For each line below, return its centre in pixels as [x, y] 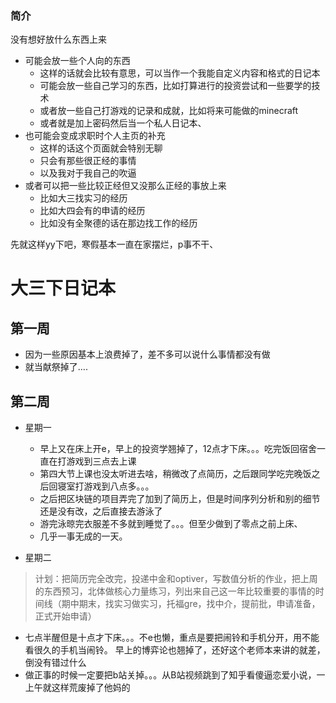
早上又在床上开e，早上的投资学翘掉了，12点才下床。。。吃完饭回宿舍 [178, 449]
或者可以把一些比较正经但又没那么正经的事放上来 [125, 186]
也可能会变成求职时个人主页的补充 [95, 136]
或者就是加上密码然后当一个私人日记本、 [123, 123]
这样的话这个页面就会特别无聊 [101, 148]
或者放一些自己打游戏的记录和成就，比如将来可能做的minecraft [169, 111]
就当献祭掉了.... [56, 367]
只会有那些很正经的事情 [88, 161]
